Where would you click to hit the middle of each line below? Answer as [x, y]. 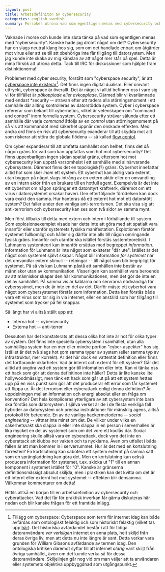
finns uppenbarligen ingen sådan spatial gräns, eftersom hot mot [71, 157]
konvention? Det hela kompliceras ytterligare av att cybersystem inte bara [80, 399]
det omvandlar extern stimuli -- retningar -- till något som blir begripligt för [81, 260]
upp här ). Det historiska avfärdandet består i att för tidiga [70, 527]
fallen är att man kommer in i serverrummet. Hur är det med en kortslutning [81, 446]
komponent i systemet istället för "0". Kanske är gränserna [64, 467]
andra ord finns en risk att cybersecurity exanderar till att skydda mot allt [79, 132]
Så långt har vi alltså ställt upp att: [39, 312]
